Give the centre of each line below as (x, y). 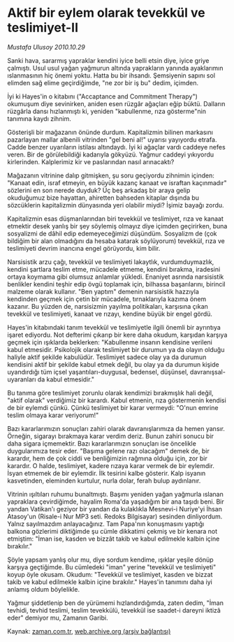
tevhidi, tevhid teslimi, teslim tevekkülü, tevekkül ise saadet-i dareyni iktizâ (114, 610)
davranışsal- (207, 372)
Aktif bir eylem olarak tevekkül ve (106, 13)
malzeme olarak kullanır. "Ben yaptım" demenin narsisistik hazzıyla (103, 291)
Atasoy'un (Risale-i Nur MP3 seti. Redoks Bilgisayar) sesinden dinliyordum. (115, 516)
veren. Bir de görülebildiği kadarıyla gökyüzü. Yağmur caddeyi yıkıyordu (111, 154)
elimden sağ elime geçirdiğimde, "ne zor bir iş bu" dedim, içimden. (103, 82)
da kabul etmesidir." (66, 379)
